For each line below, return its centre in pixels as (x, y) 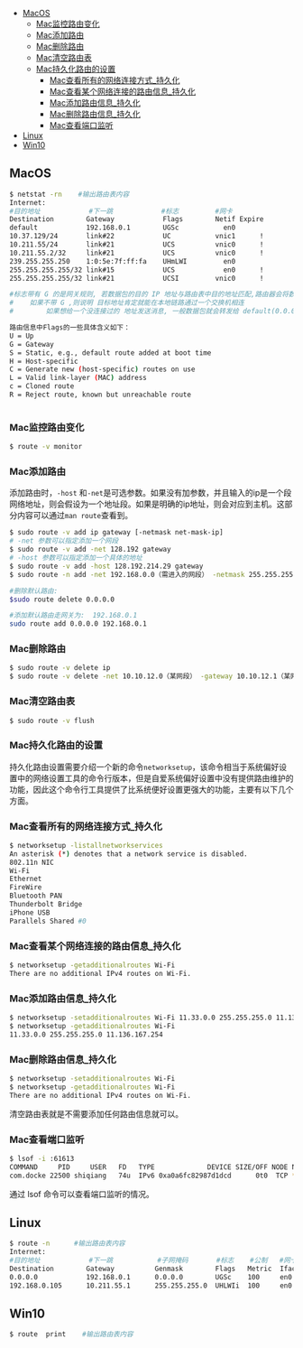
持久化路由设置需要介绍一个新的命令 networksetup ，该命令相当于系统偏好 (144, 767)
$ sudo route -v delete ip (60, 668)
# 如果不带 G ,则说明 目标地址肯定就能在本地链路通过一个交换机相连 (127, 303)
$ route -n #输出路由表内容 (67, 1244)
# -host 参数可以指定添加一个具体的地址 (76, 558)
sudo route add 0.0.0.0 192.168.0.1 (78, 624)
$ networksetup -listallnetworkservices (87, 845)
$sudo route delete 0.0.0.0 (62, 600)
